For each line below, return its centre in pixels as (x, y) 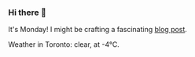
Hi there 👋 (28, 12)
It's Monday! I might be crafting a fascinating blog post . (97, 30)
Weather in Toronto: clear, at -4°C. (64, 45)
